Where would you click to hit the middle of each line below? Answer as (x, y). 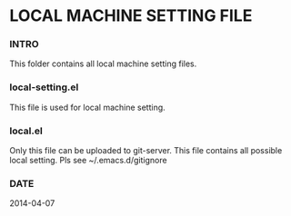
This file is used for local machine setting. (87, 107)
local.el (26, 131)
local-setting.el (44, 87)
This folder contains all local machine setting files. (103, 64)
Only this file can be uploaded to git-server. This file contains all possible (146, 151)
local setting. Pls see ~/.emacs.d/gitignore (88, 161)
